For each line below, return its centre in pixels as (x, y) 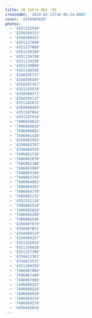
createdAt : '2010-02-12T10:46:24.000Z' (46, 15)
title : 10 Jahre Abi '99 (31, 10)
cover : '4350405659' (27, 19)
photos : (13, 24)
